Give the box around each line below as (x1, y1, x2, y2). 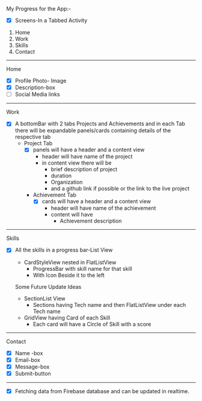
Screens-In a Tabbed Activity (14, 17, 88, 24)
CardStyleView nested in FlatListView (23, 259, 117, 266)
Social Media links (14, 90, 60, 98)
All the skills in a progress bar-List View (14, 247, 113, 254)
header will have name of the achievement (50, 204, 156, 212)
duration (50, 172, 72, 180)
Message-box (14, 363, 50, 370)
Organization (50, 178, 83, 186)
